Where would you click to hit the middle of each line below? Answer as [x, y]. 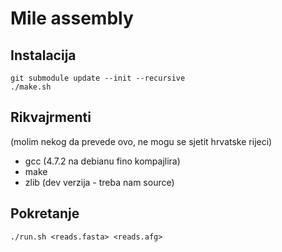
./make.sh [31, 87]
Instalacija [43, 55]
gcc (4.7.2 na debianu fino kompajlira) [102, 161]
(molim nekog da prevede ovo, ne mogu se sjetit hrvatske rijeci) [141, 141]
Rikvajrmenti [51, 117]
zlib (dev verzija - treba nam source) [99, 182]
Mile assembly [72, 18]
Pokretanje [45, 213]
